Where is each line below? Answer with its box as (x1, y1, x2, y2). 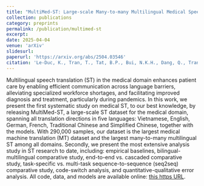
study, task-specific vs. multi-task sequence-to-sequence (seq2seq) (6, 160, 179, 167)
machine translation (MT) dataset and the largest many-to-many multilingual (6, 134, 197, 141)
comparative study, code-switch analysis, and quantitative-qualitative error (6, 166, 194, 173)
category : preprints (6, 20, 59, 26)
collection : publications (6, 15, 72, 21)
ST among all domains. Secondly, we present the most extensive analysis (6, 141, 190, 148)
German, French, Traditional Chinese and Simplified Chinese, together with (6, 121, 194, 128)
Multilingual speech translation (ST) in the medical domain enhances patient (6, 76, 197, 84)
